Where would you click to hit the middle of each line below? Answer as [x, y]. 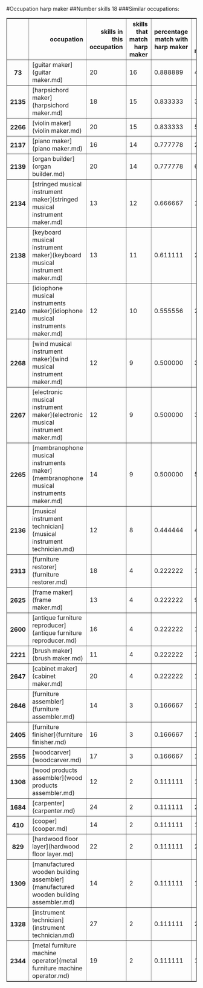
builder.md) [49, 174]
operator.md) [51, 976]
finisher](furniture [58, 735]
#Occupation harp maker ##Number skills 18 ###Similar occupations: [93, 9]
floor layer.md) [53, 854]
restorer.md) [50, 582]
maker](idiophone [58, 311]
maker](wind [50, 359]
